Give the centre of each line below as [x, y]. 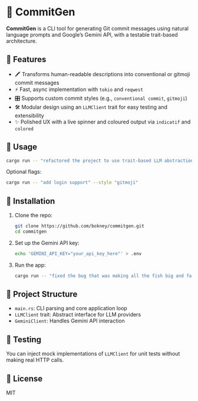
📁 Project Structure [42, 294]
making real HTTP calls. [35, 360]
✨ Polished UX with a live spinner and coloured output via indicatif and [103, 122]
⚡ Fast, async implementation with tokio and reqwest [79, 89]
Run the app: [30, 265]
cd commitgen [31, 232]
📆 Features [26, 59]
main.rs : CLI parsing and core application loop [71, 308]
